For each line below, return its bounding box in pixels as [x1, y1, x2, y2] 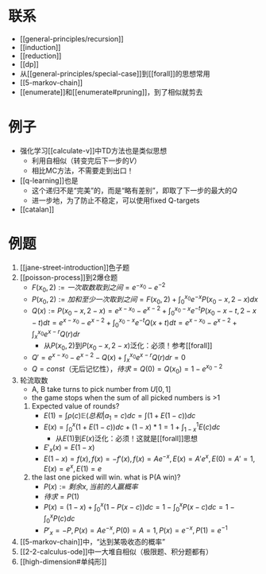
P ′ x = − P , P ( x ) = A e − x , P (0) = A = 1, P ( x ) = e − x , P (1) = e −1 [43, 524, 228, 537]
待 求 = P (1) [43, 492, 79, 502]
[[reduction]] [19, 51, 62, 60]
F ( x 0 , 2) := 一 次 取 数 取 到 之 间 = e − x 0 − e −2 [31, 281, 166, 294]
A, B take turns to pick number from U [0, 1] [31, 384, 172, 394]
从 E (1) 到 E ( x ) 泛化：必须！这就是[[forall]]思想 [55, 434, 199, 444]
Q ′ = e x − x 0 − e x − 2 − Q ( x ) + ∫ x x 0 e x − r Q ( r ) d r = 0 [31, 351, 186, 364]
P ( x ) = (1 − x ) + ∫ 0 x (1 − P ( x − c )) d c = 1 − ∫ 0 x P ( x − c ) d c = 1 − [43, 501, 235, 514]
